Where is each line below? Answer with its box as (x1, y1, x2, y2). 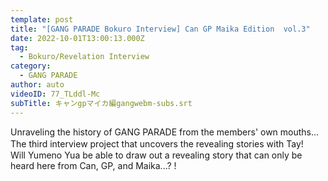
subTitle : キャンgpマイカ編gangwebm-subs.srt (10, 98, 193, 108)
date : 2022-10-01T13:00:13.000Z (10, 33, 145, 43)
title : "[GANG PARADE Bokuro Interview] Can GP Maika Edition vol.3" (10, 24, 311, 34)
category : (10, 61, 52, 71)
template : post (10, 14, 74, 25)
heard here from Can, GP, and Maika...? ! (10, 159, 177, 171)
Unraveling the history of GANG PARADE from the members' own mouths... (10, 126, 320, 138)
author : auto (10, 80, 65, 90)
